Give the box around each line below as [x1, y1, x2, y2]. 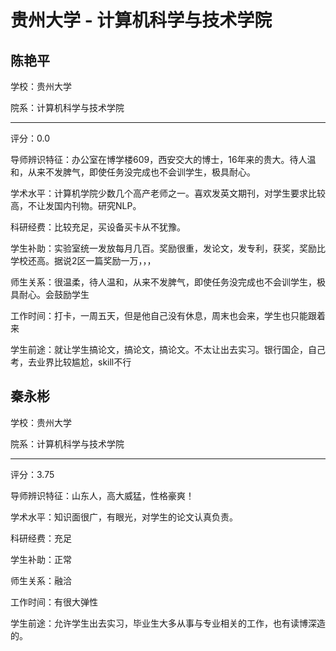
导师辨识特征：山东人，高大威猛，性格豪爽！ [10, 489, 195, 501]
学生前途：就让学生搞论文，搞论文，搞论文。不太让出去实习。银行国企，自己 [10, 344, 326, 355]
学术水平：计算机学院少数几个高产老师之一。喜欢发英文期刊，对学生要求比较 [10, 187, 326, 199]
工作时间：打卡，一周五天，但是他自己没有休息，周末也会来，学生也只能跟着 [10, 310, 326, 321]
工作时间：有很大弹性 [10, 596, 98, 608]
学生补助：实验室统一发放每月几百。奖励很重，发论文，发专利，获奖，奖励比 [10, 242, 326, 254]
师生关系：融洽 [10, 574, 72, 586]
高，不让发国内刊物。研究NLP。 [10, 200, 142, 211]
